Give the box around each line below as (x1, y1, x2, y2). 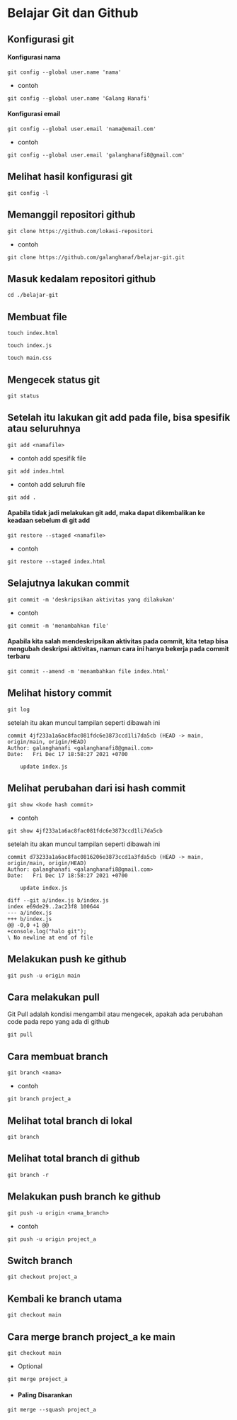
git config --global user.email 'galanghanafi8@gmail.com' (7, 151, 185, 159)
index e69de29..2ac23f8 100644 (7, 903, 100, 910)
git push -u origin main (7, 972, 81, 979)
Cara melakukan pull (7, 991, 100, 1003)
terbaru (7, 652, 30, 660)
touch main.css (7, 354, 52, 362)
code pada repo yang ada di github (7, 1018, 110, 1026)
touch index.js (7, 342, 52, 349)
